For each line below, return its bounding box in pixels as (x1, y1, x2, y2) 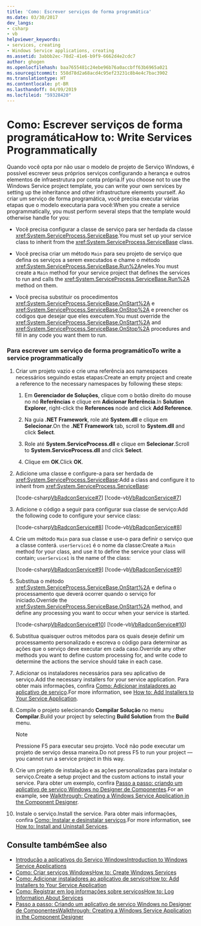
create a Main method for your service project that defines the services (15, 269, 190, 276)
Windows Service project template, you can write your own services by (7, 182, 182, 189)
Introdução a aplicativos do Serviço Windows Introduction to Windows (15, 856, 188, 863)
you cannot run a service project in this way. (15, 755, 125, 762)
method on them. (15, 282, 58, 289)
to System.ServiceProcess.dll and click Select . (24, 446, 143, 453)
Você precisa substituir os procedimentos (15, 293, 118, 300)
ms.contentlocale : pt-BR (7, 81, 69, 87)
